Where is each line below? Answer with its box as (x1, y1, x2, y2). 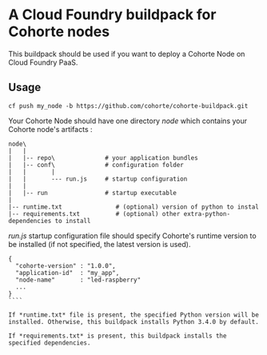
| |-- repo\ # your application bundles (8, 154, 198, 162)
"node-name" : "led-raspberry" (15, 276, 141, 284)
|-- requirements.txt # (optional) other (8, 209, 181, 217)
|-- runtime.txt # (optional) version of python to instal (8, 202, 260, 211)
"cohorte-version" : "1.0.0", (15, 261, 116, 269)
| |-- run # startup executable (8, 189, 177, 197)
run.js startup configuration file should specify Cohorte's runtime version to (8, 230, 257, 241)
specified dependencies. (8, 338, 91, 347)
